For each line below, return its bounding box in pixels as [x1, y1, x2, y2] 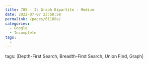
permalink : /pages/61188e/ [5, 16, 61, 21]
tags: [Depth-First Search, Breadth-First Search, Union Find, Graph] [5, 53, 144, 59]
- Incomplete [9, 30, 37, 35]
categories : [5, 21, 30, 26]
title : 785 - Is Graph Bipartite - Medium [5, 7, 94, 12]
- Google [9, 26, 28, 31]
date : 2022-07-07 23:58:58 [5, 12, 61, 17]
